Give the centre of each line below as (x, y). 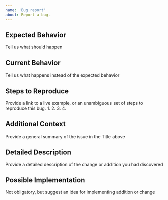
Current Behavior (33, 63)
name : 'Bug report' (26, 10)
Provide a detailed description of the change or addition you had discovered (84, 164)
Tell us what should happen (34, 47)
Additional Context (35, 124)
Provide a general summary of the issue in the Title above (65, 136)
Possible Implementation (45, 180)
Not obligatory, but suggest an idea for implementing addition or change (80, 192)
